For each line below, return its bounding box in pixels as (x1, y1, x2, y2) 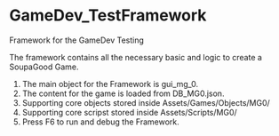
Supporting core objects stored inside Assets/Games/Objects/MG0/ (21, 97, 271, 108)
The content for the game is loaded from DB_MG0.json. (21, 88, 225, 99)
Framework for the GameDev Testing (9, 35, 145, 45)
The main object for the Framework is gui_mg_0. (21, 78, 199, 89)
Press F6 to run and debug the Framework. (21, 116, 179, 127)
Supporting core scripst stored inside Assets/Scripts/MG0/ (21, 107, 237, 117)
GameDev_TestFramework (9, 5, 207, 26)
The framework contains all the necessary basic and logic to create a (9, 52, 262, 62)
